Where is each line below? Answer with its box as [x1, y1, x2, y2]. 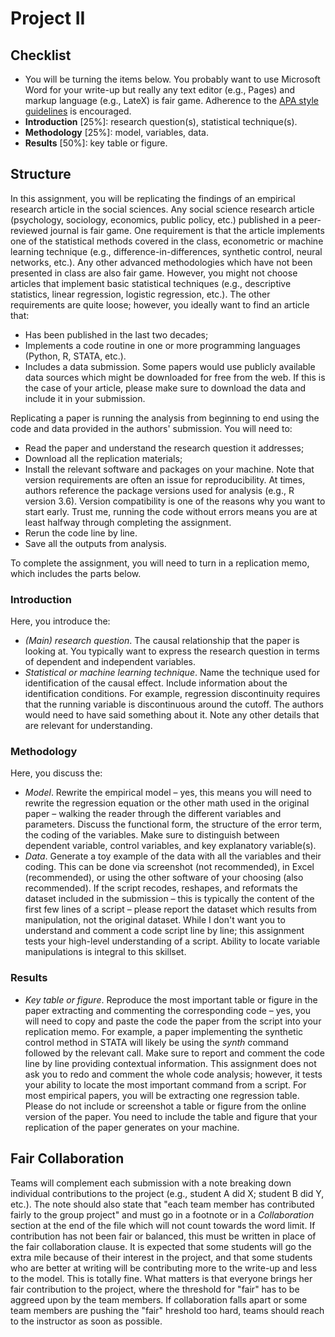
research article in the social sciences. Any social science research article [10, 203, 315, 215]
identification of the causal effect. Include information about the [24, 677, 288, 689]
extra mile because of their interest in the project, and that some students [10, 1251, 313, 1263]
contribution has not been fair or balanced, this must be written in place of [10, 1230, 317, 1242]
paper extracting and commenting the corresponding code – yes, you [24, 1004, 312, 1016]
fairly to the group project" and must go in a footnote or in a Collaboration [10, 1208, 315, 1221]
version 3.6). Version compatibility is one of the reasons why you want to [24, 495, 326, 507]
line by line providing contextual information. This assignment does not [24, 1057, 317, 1069]
